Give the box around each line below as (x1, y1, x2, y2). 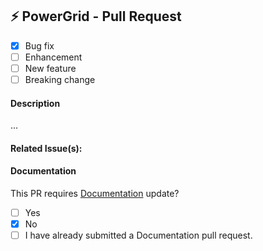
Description (10, 97, 61, 109)
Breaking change (24, 74, 96, 85)
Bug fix (24, 39, 55, 52)
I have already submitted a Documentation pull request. (24, 229, 253, 242)
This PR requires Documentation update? (10, 188, 180, 200)
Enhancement (24, 51, 83, 63)
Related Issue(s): (10, 142, 83, 154)
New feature (24, 62, 77, 74)
